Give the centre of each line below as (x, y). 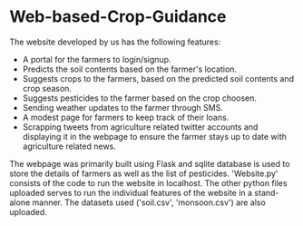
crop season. (47, 88)
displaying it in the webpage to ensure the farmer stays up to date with (155, 136)
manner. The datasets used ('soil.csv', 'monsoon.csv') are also (149, 202)
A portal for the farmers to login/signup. (97, 59)
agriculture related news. (69, 146)
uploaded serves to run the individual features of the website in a (131, 192)
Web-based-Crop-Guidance (118, 17)
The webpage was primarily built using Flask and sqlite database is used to (150, 163)
